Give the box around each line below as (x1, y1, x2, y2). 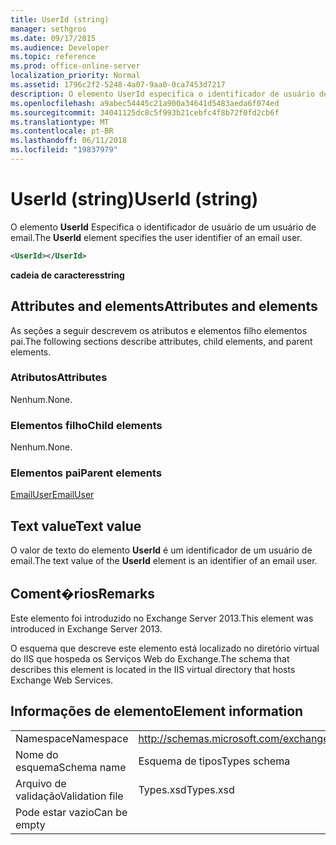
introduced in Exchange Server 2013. (10, 623, 163, 635)
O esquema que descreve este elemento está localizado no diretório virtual (10, 642, 320, 655)
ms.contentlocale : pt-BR (10, 126, 114, 136)
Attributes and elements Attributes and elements (10, 298, 318, 315)
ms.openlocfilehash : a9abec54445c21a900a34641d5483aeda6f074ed (10, 98, 280, 108)
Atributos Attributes (10, 371, 108, 385)
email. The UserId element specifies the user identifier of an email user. (10, 231, 303, 243)
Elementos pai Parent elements (10, 466, 163, 480)
